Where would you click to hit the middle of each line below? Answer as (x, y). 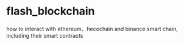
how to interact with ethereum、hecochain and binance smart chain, (92, 29)
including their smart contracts (45, 35)
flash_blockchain (51, 11)
